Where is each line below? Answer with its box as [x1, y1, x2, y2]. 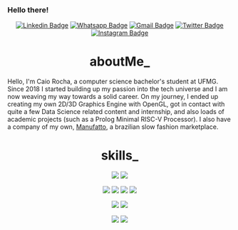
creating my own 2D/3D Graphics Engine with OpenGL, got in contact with [7, 100, 225, 108]
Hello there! [7, 5, 49, 15]
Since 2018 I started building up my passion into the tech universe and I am [7, 85, 228, 93]
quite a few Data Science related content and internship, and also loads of [7, 108, 224, 116]
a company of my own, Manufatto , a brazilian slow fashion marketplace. [7, 122, 219, 131]
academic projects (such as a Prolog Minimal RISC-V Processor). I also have [7, 115, 232, 124]
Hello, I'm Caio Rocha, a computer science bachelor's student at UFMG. [7, 77, 219, 86]
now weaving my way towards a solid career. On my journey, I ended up [7, 93, 219, 101]
